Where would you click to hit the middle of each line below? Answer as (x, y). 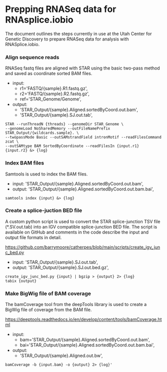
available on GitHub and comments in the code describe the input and (77, 232)
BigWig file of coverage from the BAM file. (49, 310)
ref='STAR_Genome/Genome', (51, 99)
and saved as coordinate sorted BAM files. (49, 73)
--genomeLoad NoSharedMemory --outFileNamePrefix (58, 128)
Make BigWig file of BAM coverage (48, 293)
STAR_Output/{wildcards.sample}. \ (42, 133)
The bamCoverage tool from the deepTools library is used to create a (76, 304)
